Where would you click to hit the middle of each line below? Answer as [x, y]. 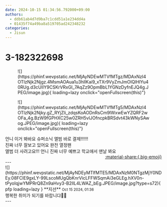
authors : [14, 14]
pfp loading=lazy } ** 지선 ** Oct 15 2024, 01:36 [50, 189]
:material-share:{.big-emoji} [133, 157]
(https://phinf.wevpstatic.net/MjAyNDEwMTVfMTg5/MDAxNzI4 [82, 107]
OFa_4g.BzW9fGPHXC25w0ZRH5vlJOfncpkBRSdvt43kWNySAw [83, 118]
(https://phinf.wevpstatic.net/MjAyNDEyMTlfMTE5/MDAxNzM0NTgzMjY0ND [83, 173]
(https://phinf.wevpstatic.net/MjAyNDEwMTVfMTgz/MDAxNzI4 [82, 76]
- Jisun [18, 33]
